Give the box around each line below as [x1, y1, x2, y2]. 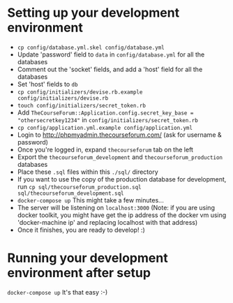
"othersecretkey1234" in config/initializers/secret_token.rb [17, 115, 199, 124]
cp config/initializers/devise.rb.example [17, 89, 143, 96]
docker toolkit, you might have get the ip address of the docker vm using [17, 211, 227, 219]
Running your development [7, 250, 169, 266]
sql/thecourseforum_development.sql [17, 190, 124, 197]
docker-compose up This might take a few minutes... [17, 195, 164, 204]
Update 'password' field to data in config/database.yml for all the [17, 50, 205, 59]
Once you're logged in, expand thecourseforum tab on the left [17, 145, 194, 154]
